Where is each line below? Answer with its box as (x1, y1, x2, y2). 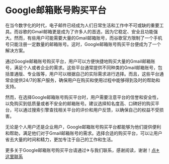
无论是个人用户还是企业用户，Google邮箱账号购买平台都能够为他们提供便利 (5, 124, 161, 130)
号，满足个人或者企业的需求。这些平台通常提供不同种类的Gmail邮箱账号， (5, 64, 158, 71)
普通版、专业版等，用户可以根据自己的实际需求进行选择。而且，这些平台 (9, 71, 159, 77)
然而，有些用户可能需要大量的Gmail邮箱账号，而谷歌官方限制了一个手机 (14, 35, 162, 41)
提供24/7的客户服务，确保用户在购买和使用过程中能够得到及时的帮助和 (14, 77, 160, 83)
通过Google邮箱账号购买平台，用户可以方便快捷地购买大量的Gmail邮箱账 (5, 58, 155, 64)
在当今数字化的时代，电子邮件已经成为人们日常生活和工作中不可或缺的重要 (5, 22, 159, 28)
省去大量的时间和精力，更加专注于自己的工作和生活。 (5, 136, 116, 142)
